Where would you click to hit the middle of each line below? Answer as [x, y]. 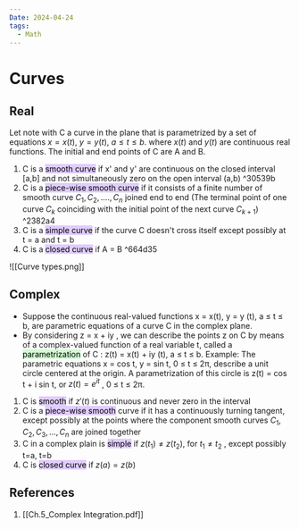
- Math [29, 34]
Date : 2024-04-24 [42, 17]
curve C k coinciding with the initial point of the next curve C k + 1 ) [140, 210]
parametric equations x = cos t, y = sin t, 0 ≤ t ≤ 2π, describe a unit [145, 364]
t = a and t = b [48, 239]
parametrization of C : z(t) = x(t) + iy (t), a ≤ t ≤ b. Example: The [139, 354]
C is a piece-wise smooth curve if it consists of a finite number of [142, 188]
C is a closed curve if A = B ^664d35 [90, 249]
